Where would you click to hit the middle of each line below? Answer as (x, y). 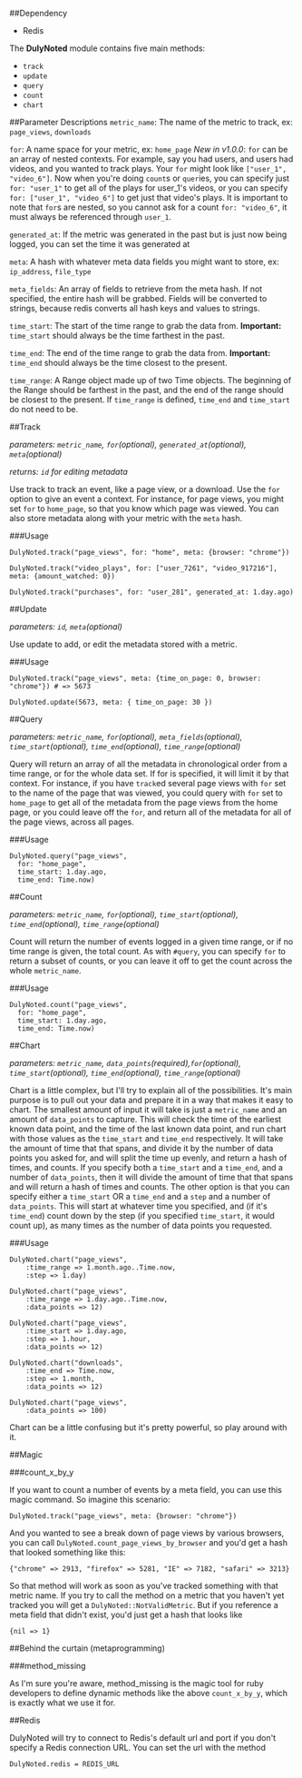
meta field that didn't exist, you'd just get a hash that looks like (126, 1615)
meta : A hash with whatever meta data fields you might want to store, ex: (144, 262)
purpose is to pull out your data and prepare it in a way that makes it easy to (151, 1100)
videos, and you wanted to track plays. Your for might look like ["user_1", (148, 168)
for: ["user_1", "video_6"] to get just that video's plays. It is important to (149, 198)
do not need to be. (44, 409)
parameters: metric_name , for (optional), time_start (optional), (124, 914)
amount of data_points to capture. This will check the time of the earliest (146, 1119)
